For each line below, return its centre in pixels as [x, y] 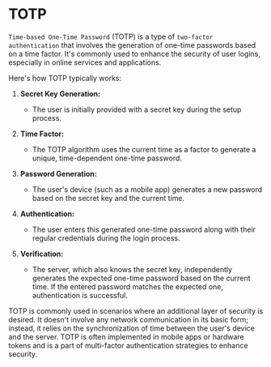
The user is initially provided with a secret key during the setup [137, 109]
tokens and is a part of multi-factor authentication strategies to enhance [128, 345]
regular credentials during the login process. [106, 238]
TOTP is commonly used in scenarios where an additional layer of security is [136, 311]
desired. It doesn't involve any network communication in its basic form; [129, 319]
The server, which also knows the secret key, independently [132, 269]
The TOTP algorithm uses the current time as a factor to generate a [144, 149]
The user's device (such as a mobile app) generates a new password [147, 189]
